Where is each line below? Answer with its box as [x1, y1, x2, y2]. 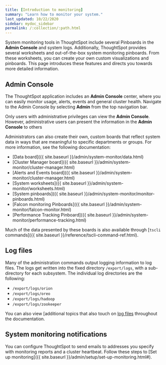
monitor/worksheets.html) [12, 185, 65, 191]
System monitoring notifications [5, 330, 108, 339]
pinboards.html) [12, 196, 45, 202]
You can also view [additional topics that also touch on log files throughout [5, 310, 158, 316]
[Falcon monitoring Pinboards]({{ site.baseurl [12, 201, 105, 207]
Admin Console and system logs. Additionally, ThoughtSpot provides [5, 45, 147, 51]
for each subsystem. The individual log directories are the [24, 270, 143, 276]
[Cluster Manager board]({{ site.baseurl [12, 159, 93, 165]
